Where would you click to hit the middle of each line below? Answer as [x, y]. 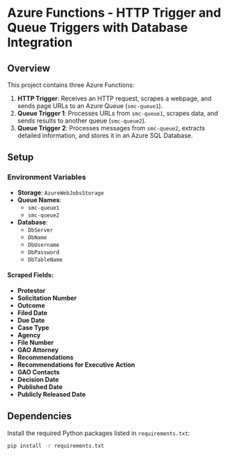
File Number [36, 342]
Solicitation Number [47, 298]
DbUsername [44, 245]
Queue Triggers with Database [98, 28]
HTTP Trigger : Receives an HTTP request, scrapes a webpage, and [114, 98]
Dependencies [39, 416]
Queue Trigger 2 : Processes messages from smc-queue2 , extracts [111, 128]
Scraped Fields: [30, 275]
